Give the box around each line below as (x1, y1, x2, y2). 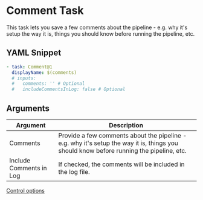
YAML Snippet (6, 48, 62, 58)
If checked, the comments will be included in (58, 160, 185, 168)
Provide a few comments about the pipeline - (58, 131, 187, 139)
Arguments (6, 103, 50, 113)
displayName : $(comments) (11, 69, 77, 76)
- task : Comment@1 (6, 64, 53, 70)
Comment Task (6, 4, 84, 18)
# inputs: (11, 75, 36, 81)
